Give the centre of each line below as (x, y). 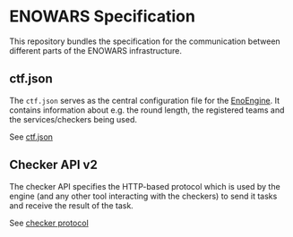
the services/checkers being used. (73, 119)
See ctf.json (31, 137)
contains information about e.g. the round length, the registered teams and (147, 110)
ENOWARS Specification (102, 17)
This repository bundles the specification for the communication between (145, 41)
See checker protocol (49, 223)
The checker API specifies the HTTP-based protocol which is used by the (145, 186)
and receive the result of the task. (72, 205)
